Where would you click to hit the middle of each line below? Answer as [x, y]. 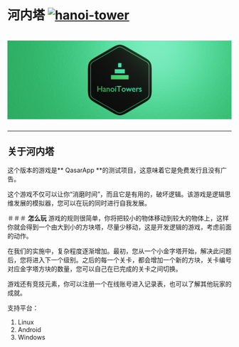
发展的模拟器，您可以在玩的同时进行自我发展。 [82, 203]
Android [29, 329]
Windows [31, 337]
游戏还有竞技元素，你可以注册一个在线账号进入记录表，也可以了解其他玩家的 [119, 284]
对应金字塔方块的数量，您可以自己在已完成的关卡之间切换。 [95, 269]
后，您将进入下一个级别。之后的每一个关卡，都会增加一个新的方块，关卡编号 [119, 260]
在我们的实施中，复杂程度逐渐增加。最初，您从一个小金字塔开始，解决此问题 [119, 251]
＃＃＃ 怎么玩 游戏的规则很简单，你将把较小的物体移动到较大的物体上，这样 [118, 218]
